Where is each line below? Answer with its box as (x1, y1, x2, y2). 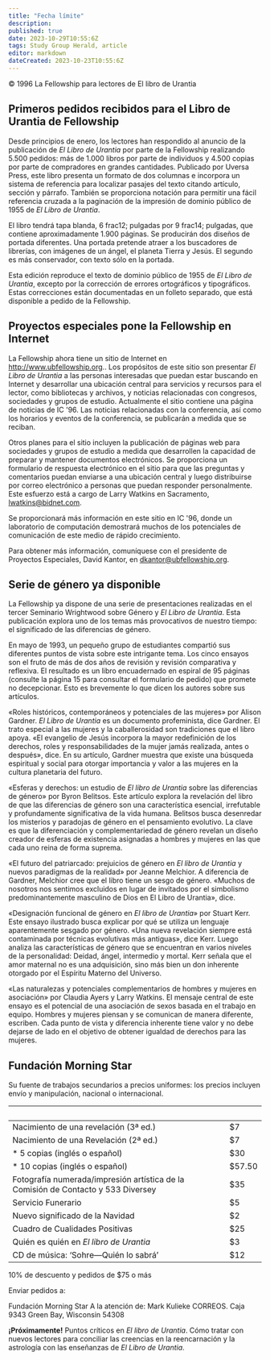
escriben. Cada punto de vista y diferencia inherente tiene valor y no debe (8, 1018, 254, 1028)
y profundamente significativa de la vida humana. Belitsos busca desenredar (8, 809, 262, 818)
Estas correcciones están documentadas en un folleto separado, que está (8, 287, 253, 297)
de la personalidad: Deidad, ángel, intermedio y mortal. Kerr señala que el (8, 951, 252, 961)
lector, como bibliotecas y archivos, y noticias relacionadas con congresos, (8, 388, 257, 397)
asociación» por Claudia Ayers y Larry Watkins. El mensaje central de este (8, 992, 254, 1002)
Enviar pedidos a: (8, 1286, 66, 1296)
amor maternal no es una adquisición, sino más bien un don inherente (8, 960, 239, 970)
